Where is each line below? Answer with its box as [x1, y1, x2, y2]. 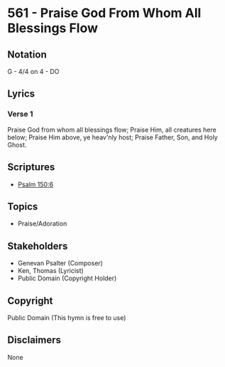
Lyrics [7, 87, 35, 100]
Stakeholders [7, 240, 68, 252]
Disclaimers [7, 334, 62, 346]
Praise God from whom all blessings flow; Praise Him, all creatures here [7, 125, 216, 134]
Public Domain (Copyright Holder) [17, 274, 117, 282]
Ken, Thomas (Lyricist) [17, 267, 84, 275]
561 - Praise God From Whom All [7, 5, 202, 21]
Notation [7, 48, 48, 60]
